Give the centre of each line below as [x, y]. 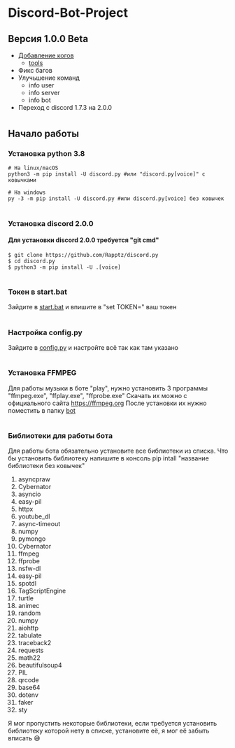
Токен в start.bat [38, 292]
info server [44, 93]
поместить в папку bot [42, 410]
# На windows [27, 193]
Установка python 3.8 [47, 154]
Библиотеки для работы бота [60, 435]
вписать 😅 [24, 738]
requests [31, 650]
